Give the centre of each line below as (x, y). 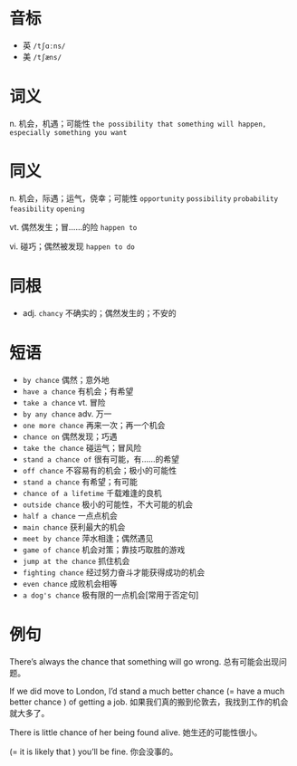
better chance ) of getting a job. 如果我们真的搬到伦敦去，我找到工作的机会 (149, 702)
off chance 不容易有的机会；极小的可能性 (100, 470)
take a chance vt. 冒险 (64, 402)
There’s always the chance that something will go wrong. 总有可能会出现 (144, 661)
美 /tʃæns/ (42, 56)
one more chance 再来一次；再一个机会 (94, 425)
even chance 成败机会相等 (70, 583)
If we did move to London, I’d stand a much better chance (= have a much (147, 691)
